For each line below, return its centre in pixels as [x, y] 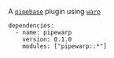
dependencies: [31, 26]
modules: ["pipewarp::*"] [65, 46]
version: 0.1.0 [47, 39]
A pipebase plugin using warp [54, 11]
